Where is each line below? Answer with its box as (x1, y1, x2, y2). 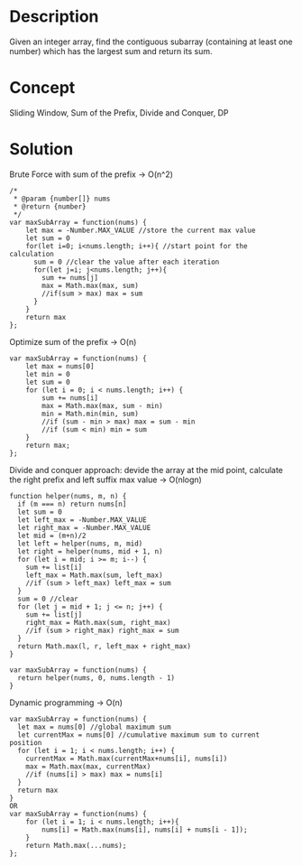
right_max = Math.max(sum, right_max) (25, 618, 171, 627)
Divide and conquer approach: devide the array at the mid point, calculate (9, 464, 284, 475)
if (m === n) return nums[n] (17, 499, 127, 508)
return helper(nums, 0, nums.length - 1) (17, 673, 176, 683)
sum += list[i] (25, 563, 83, 572)
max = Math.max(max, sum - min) (41, 401, 164, 410)
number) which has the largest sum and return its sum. (9, 45, 213, 56)
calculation (9, 249, 54, 258)
